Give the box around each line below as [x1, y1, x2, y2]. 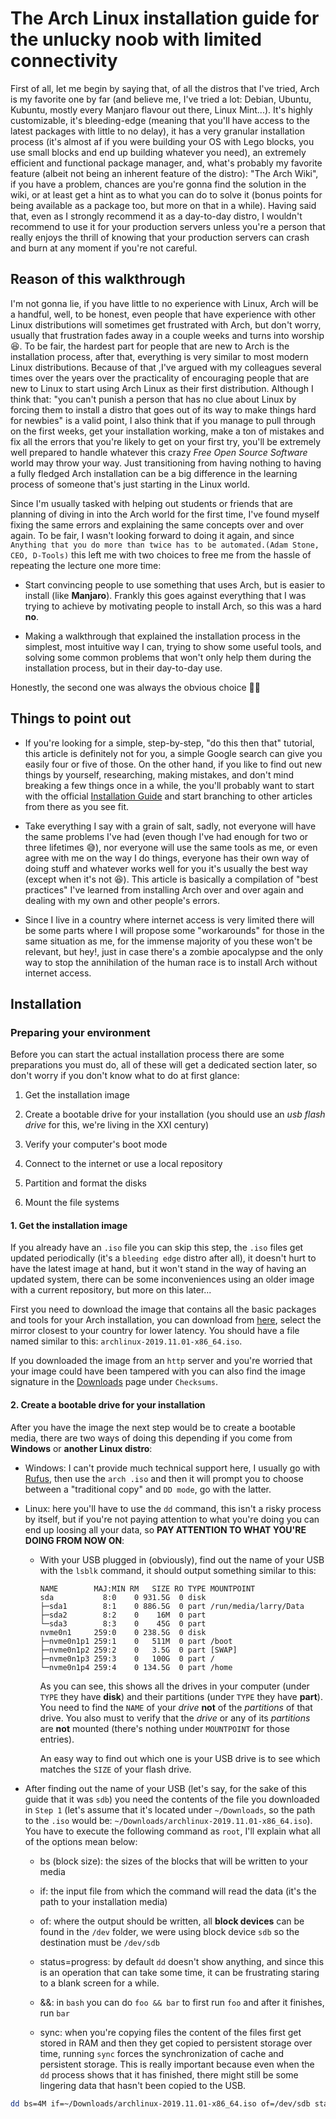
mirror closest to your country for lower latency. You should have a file [10, 1325, 300, 1337]
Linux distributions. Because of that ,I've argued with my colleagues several [10, 361, 322, 373]
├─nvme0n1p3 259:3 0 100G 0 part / [39, 1653, 215, 1664]
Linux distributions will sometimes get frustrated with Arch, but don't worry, [10, 318, 322, 331]
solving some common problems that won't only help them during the [24, 651, 312, 663]
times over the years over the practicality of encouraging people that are [10, 372, 310, 384]
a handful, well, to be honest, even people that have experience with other [10, 308, 317, 320]
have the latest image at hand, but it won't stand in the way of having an [10, 1263, 307, 1275]
